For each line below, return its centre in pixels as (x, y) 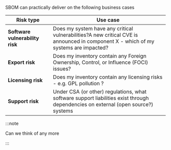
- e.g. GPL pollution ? (78, 83)
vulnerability (23, 38)
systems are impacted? (80, 48)
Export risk (22, 62)
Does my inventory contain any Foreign (99, 56)
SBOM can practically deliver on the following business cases (70, 7)
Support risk (23, 101)
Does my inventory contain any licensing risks (108, 77)
